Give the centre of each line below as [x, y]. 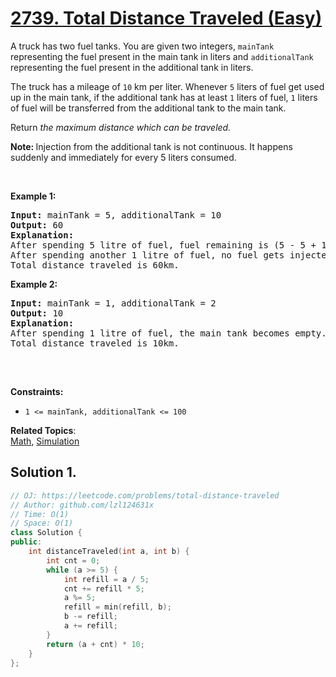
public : [26, 542]
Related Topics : [43, 430]
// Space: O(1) [42, 523]
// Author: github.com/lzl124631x [82, 505]
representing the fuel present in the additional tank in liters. [132, 67]
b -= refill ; [90, 617]
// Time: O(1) [40, 514]
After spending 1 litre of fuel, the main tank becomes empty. [168, 333]
